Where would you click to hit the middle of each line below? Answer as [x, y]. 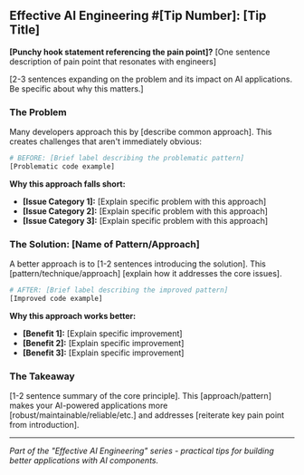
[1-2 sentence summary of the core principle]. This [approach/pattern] [140, 396]
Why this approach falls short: [67, 184]
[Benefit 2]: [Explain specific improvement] [103, 343]
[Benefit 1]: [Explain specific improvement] [102, 333]
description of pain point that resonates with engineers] [113, 61]
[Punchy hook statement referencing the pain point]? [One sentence [140, 52]
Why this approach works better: [73, 315]
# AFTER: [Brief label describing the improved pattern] [119, 290]
